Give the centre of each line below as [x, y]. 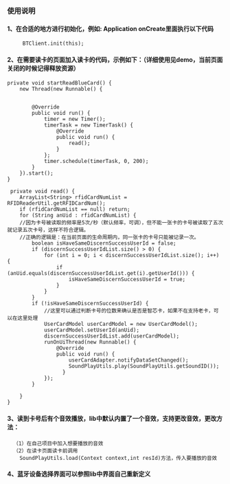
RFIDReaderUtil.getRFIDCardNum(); [57, 203]
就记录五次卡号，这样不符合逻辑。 [48, 230]
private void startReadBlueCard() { [59, 83]
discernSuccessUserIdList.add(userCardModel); [112, 336]
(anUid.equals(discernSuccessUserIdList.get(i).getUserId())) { [101, 274]
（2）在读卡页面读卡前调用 [46, 451]
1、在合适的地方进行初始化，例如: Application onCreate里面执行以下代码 [111, 28]
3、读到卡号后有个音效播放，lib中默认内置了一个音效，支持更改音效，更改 [112, 418]
